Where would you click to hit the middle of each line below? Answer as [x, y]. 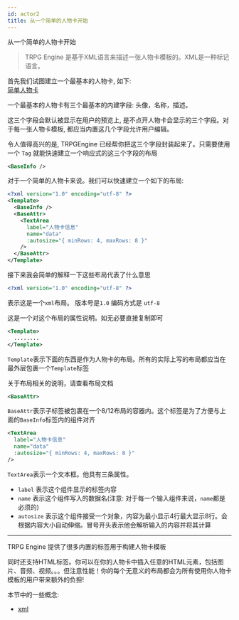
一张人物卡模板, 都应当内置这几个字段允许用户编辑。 [96, 129]
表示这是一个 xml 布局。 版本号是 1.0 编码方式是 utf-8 [84, 302]
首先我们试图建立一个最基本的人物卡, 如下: [69, 81]
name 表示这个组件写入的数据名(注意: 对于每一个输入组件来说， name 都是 [122, 498]
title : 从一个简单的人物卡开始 [48, 21]
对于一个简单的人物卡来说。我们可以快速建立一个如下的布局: [96, 181]
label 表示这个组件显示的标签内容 [67, 489]
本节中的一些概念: [33, 594]
